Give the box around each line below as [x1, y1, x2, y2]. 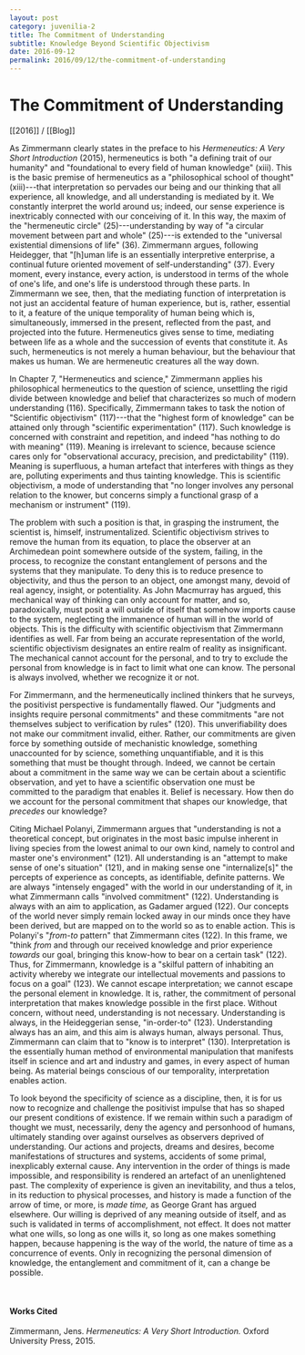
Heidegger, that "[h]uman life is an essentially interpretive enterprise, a [9, 249, 276, 260]
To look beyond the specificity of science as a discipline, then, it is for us [9, 1093, 282, 1104]
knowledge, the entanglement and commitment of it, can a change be [9, 1257, 270, 1268]
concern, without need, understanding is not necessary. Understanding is [9, 1007, 286, 1018]
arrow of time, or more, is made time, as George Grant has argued [9, 1199, 257, 1210]
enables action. [9, 1074, 67, 1085]
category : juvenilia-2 [9, 22, 96, 31]
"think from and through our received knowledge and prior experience [9, 939, 273, 950]
